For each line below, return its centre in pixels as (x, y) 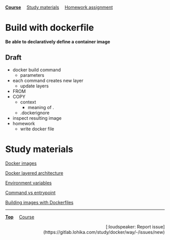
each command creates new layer (48, 80)
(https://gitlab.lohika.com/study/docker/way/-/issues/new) (104, 232)
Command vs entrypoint (30, 193)
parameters (32, 75)
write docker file (37, 129)
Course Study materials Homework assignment (59, 7)
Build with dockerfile (50, 28)
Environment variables (29, 183)
